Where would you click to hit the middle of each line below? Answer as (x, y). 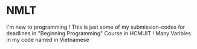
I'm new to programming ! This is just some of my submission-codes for (96, 27)
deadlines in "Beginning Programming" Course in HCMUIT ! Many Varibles (99, 33)
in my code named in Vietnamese (48, 39)
